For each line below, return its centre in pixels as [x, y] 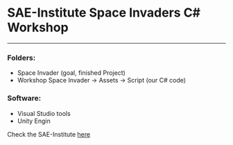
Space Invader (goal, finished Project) [71, 73]
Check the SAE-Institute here [49, 134]
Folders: [21, 58]
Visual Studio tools [44, 113]
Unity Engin [34, 121]
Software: [24, 99]
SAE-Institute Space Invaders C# [104, 13]
